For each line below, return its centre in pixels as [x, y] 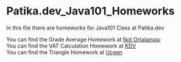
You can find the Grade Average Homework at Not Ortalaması [83, 39]
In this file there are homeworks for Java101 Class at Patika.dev [85, 28]
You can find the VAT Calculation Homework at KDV [71, 46]
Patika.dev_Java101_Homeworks [90, 11]
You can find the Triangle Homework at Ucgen [65, 52]
